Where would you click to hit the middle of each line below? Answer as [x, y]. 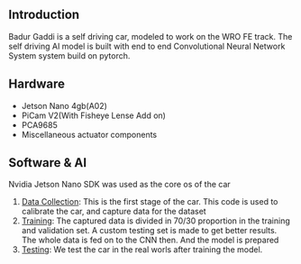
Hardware [36, 84]
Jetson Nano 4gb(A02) [64, 105]
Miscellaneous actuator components [89, 134]
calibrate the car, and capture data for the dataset [114, 212]
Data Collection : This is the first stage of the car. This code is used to [150, 202]
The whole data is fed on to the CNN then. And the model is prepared [150, 240]
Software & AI [48, 163]
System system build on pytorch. [69, 55]
